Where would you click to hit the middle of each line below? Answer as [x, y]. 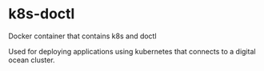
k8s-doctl [42, 14]
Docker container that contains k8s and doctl [83, 36]
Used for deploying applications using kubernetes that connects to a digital [132, 51]
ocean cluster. [32, 60]
